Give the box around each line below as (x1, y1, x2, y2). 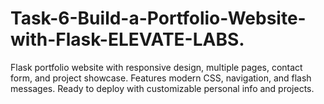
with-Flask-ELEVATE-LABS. (10, 28, 245, 51)
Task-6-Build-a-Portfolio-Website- (10, 7, 307, 30)
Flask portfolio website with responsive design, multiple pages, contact (10, 61, 303, 73)
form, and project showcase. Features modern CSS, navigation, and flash (10, 72, 312, 84)
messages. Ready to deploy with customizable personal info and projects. (10, 82, 315, 94)
